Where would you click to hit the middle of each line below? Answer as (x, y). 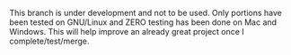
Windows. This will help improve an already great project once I (127, 31)
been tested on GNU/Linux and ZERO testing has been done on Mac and (143, 22)
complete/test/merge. (49, 41)
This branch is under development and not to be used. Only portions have (146, 13)
